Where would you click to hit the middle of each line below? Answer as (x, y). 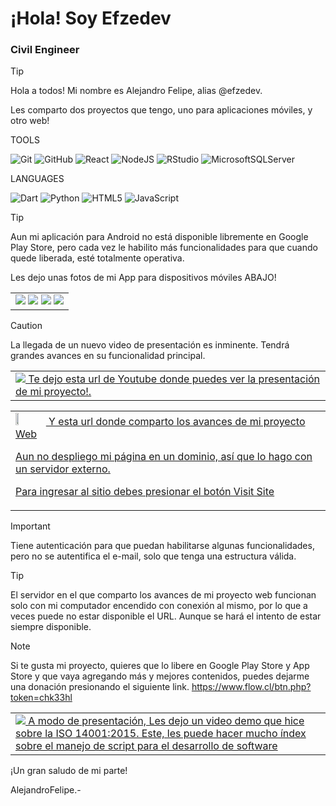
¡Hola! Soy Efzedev (91, 18)
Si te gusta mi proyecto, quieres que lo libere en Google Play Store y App (160, 666)
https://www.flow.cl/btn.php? (251, 687)
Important (30, 526)
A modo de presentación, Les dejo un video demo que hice (166, 721)
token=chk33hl (41, 698)
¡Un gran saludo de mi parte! (69, 771)
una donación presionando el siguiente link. (100, 687)
